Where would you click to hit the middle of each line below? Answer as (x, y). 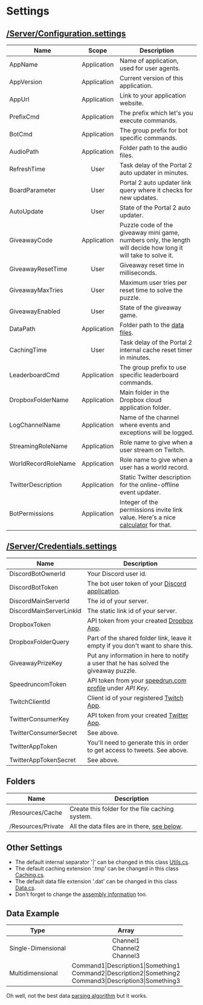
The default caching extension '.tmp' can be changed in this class (97, 869)
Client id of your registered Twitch (135, 698)
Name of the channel (150, 417)
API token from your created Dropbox (140, 620)
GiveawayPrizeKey (36, 663)
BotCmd (21, 134)
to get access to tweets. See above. (138, 750)
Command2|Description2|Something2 (126, 973)
